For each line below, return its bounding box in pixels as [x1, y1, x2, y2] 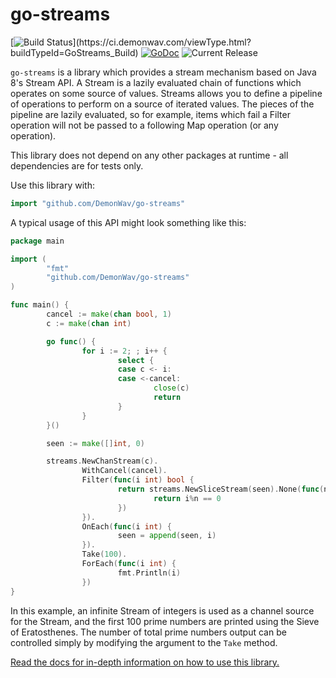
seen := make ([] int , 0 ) [46, 438, 145, 448]
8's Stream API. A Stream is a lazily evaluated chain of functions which [10, 76, 302, 88]
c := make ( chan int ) [46, 318, 132, 328]
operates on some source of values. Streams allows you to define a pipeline [10, 87, 323, 99]
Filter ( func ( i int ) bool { [81, 475, 195, 485]
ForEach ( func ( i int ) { [81, 559, 177, 569]
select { [117, 355, 155, 365]
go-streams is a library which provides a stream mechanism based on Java [10, 66, 317, 78]
